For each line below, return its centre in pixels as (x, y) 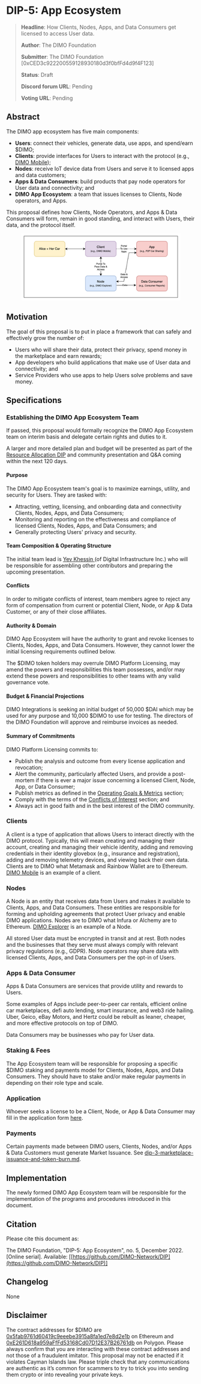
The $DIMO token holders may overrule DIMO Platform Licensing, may (93, 663)
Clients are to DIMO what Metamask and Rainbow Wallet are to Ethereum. (97, 866)
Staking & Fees (28, 1051)
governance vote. (28, 682)
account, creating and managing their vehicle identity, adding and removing (100, 847)
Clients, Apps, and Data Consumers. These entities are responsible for (93, 908)
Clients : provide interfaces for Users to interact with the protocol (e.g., (102, 156)
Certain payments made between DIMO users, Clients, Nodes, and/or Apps (99, 1146)
